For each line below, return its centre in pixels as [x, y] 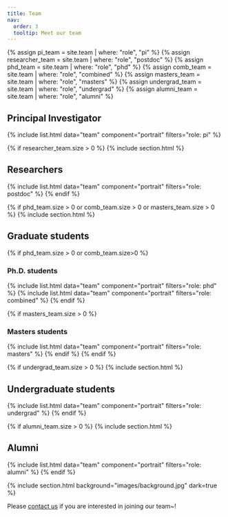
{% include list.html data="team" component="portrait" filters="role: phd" [112, 285]
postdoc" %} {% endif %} [44, 193]
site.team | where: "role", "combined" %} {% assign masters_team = [104, 75]
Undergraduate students [61, 389]
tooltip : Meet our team [47, 33]
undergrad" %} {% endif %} [47, 413]
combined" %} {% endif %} [46, 300]
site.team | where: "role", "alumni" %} [60, 97]
